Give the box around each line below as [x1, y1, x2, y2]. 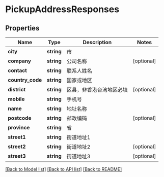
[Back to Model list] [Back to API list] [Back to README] [5, 166, 122, 172]
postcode [8, 115, 32, 121]
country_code [8, 77, 42, 83]
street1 [8, 133, 26, 140]
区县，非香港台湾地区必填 [66, 86, 128, 93]
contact [8, 67, 27, 74]
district [8, 86, 26, 93]
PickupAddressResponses [5, 4, 120, 15]
